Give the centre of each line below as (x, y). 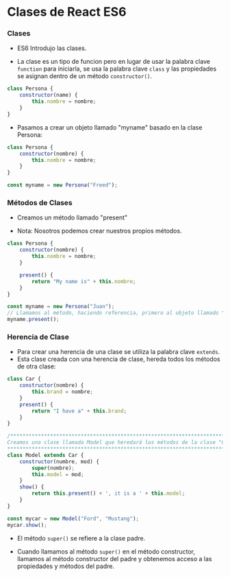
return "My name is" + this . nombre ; (84, 281)
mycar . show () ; (27, 525)
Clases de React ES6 (67, 12)
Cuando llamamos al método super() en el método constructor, (106, 551)
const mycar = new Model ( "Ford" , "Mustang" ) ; (73, 519)
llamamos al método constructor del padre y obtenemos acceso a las (114, 558)
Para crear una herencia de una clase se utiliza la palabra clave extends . (118, 352)
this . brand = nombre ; (63, 392)
